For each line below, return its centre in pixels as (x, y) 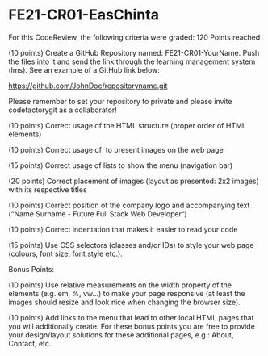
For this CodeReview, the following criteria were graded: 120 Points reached (134, 37)
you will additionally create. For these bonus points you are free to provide (132, 326)
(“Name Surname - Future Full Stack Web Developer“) (98, 214)
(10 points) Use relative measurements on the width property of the (120, 285)
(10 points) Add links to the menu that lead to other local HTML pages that (131, 317)
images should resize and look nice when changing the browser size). (124, 302)
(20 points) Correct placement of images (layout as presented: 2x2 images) (134, 181)
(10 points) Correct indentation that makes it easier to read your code (123, 229)
